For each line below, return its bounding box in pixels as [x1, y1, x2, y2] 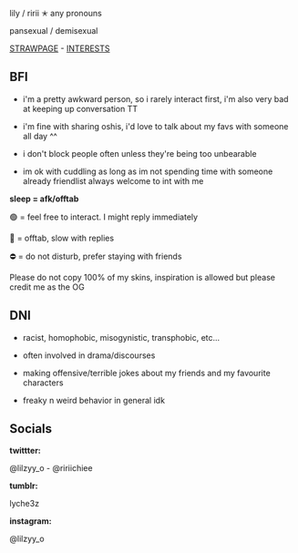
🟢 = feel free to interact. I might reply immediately [9, 211, 199, 222]
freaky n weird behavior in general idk [22, 394, 166, 405]
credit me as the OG [9, 282, 85, 292]
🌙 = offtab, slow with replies [9, 232, 115, 243]
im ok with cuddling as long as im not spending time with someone [22, 166, 273, 177]
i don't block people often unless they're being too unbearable [22, 148, 257, 159]
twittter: [9, 445, 41, 456]
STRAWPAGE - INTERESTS [9, 43, 111, 54]
